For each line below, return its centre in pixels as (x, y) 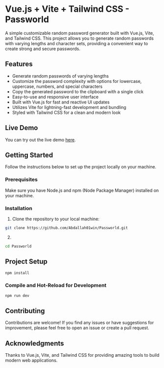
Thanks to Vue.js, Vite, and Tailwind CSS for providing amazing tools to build (82, 355)
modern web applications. (31, 360)
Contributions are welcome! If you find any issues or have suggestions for (80, 323)
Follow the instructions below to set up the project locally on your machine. (81, 167)
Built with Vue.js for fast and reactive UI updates (61, 102)
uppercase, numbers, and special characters (57, 86)
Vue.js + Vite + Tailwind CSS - (67, 9)
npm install (17, 273)
